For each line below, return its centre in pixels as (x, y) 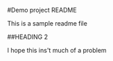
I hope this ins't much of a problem (57, 50)
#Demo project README (42, 10)
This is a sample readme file (47, 23)
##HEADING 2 (28, 37)
